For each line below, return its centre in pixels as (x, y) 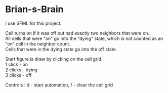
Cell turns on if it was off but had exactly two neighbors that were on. (77, 33)
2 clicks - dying (22, 70)
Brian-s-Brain (35, 9)
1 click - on (17, 64)
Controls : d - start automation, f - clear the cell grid (59, 85)
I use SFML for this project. (33, 23)
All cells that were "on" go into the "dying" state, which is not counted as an (84, 38)
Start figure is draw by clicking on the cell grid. (54, 59)
